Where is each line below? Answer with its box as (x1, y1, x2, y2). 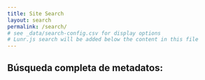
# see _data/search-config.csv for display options (7, 29, 161, 37)
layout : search (7, 17, 52, 24)
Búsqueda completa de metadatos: (7, 62, 163, 74)
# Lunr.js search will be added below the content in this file (7, 36, 199, 43)
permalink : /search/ (7, 23, 68, 30)
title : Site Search (7, 10, 64, 17)
